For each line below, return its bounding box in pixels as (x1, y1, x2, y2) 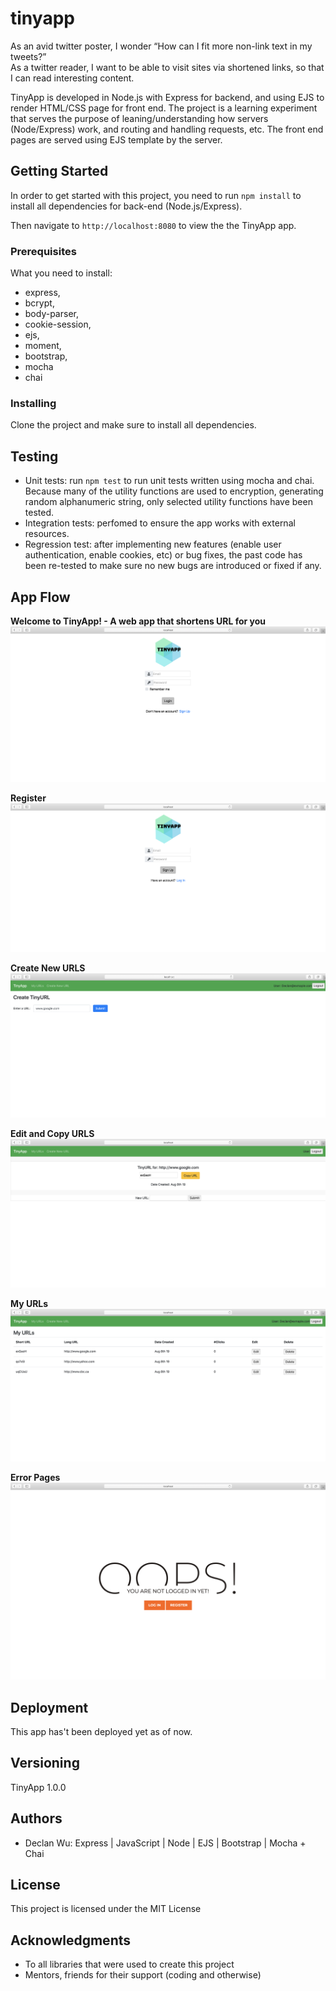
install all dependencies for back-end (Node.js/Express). (10, 200, 243, 212)
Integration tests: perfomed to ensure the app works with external (24, 517, 296, 529)
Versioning (10, 1755, 80, 1772)
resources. (24, 528, 70, 540)
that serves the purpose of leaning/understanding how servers (10, 112, 269, 124)
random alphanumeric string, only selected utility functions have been (24, 496, 313, 508)
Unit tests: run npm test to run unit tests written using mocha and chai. (24, 475, 315, 487)
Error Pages (10, 1472, 61, 1484)
